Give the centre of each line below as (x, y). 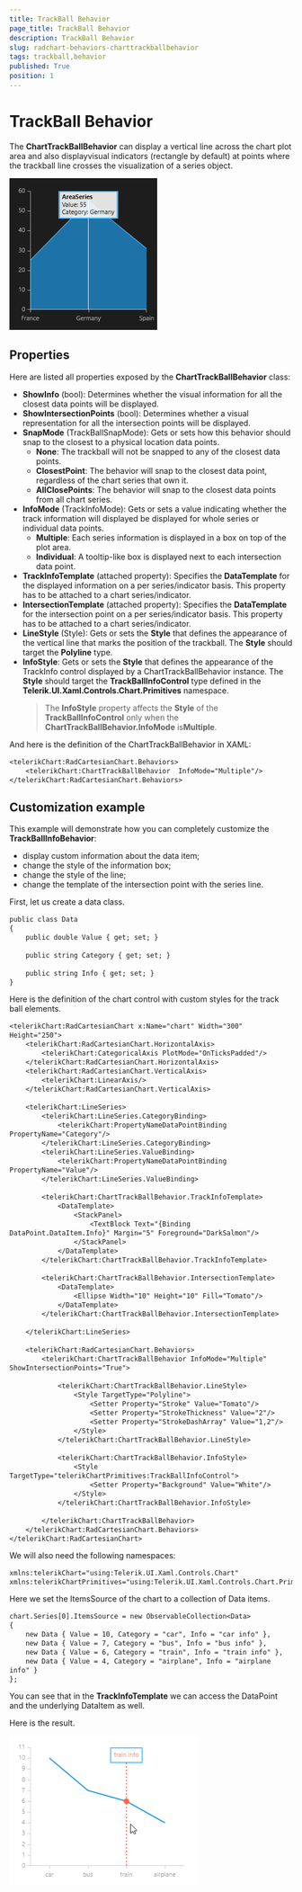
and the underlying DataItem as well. (77, 1706)
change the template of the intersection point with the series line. (143, 885)
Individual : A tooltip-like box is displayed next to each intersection (158, 557)
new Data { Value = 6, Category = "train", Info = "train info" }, (154, 1653)
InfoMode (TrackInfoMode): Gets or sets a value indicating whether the (155, 509)
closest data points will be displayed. (90, 404)
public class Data (44, 920)
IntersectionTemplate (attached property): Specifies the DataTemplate (155, 604)
